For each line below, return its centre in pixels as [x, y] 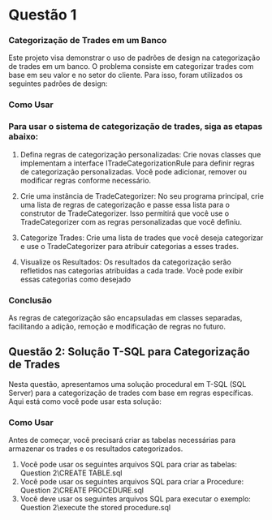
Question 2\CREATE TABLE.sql [71, 473]
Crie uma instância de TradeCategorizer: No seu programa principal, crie [142, 196]
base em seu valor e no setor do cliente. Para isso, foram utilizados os [126, 75]
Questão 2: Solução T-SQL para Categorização [129, 352]
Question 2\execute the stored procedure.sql [95, 508]
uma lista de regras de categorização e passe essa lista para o [125, 204]
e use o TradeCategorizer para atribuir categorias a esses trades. [130, 246]
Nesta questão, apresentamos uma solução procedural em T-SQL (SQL [127, 384]
